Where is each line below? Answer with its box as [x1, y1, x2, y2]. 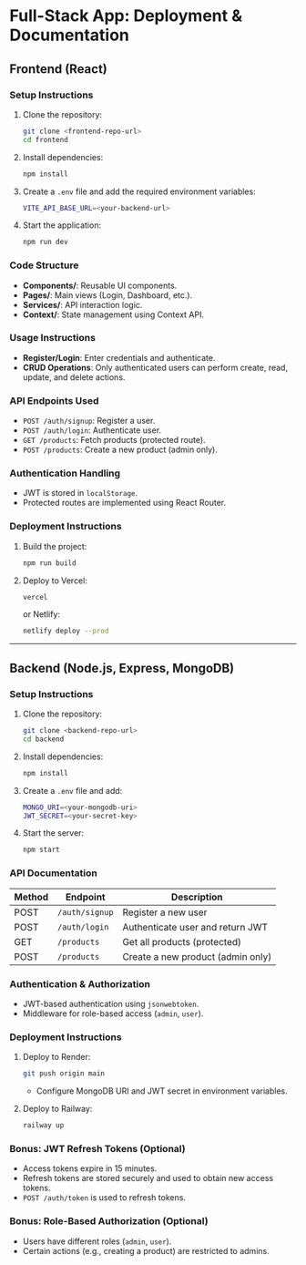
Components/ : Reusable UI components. [22, 280, 178, 291]
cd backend [22, 735, 65, 744]
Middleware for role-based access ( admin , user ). [22, 1008, 204, 1019]
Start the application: [22, 220, 102, 231]
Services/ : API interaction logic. [22, 299, 143, 310]
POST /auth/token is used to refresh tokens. [22, 1192, 187, 1203]
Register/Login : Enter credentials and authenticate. [22, 352, 216, 363]
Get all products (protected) [122, 935, 242, 948]
